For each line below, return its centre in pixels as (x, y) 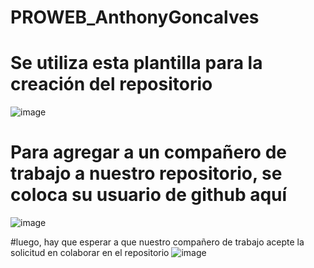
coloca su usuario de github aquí (149, 195)
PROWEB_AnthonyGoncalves (135, 17)
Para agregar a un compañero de (148, 152)
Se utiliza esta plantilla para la (136, 63)
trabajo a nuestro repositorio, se (146, 173)
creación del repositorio (111, 84)
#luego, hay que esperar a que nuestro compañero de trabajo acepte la (157, 242)
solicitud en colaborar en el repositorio (90, 253)
